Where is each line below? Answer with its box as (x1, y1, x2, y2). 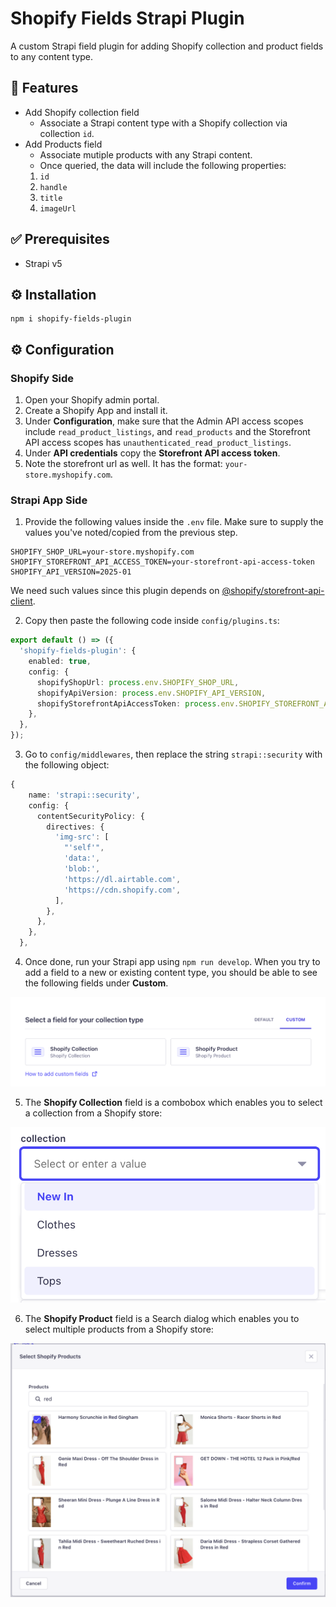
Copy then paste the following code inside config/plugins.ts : (24, 615, 280, 627)
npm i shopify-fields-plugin (10, 314, 132, 324)
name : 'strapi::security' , (28, 790, 141, 800)
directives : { (46, 822, 105, 832)
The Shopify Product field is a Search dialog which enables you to (24, 1312, 300, 1324)
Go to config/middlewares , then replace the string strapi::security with (24, 748, 323, 761)
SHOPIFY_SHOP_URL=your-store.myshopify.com (10, 547, 195, 557)
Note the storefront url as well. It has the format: (24, 458, 223, 470)
